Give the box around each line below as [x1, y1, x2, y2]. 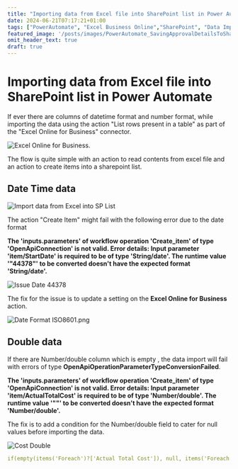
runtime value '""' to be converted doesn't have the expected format [7, 398, 214, 407]
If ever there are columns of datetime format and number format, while [7, 112, 214, 120]
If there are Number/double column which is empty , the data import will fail [7, 355, 228, 363]
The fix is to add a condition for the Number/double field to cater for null [7, 419, 218, 429]
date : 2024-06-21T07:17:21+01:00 [7, 17, 106, 24]
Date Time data [7, 183, 76, 195]
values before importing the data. [7, 427, 105, 436]
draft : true [7, 43, 42, 50]
